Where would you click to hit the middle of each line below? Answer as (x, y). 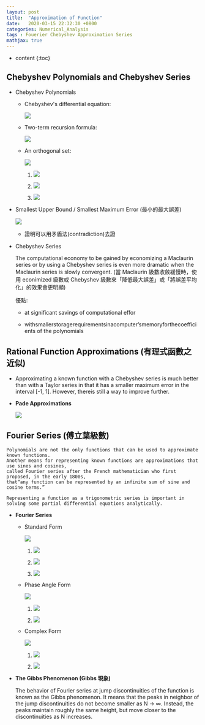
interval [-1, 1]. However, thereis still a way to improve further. (92, 391)
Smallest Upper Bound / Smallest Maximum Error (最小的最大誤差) (98, 209)
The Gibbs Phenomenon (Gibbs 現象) (63, 678)
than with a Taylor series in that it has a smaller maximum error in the (102, 385)
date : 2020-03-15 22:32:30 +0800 (52, 23)
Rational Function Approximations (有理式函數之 (99, 352)
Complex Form (43, 631)
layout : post (23, 12)
